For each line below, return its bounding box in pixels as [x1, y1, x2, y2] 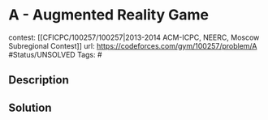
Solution [8, 101, 52, 114]
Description [8, 73, 69, 87]
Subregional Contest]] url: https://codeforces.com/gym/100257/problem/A [8, 41, 257, 50]
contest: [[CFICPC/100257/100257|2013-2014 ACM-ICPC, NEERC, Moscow [8, 32, 260, 42]
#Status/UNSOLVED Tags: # [8, 49, 103, 59]
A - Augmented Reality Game [8, 6, 210, 24]
